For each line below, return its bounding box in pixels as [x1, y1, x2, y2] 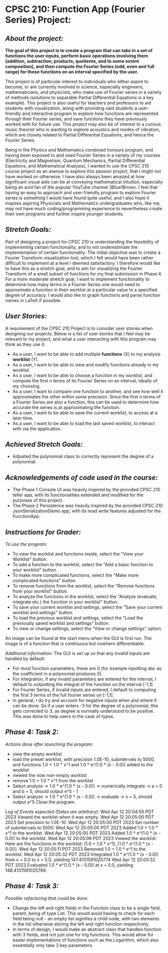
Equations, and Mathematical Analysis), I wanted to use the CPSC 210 [5, 163, 149, 169]
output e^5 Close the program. [12, 799, 76, 805]
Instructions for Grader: [5, 528, 81, 536]
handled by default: [5, 656, 46, 662]
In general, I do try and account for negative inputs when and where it [12, 698, 157, 704]
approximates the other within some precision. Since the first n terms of [12, 393, 161, 399]
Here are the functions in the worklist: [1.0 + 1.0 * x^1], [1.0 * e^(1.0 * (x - [5, 841, 154, 847]
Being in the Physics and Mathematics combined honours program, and [5, 147, 153, 153]
